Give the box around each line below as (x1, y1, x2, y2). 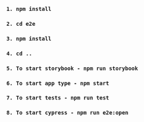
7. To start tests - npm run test (6, 95, 109, 101)
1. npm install (6, 5, 52, 12)
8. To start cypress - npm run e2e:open (6, 109, 129, 117)
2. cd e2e (6, 20, 36, 27)
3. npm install (6, 35, 52, 42)
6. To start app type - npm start (6, 79, 109, 87)
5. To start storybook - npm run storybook (6, 65, 138, 72)
